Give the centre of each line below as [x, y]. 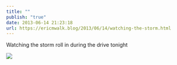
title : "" [18, 12]
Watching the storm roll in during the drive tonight [67, 45]
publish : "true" [26, 17]
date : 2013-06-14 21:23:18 [39, 22]
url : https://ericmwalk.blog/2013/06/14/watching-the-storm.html [88, 28]
